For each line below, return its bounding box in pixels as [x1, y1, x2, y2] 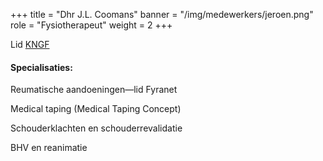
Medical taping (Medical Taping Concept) [10, 103, 182, 115]
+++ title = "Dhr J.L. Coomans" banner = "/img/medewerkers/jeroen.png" [10, 9, 314, 20]
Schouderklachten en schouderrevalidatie [10, 122, 183, 134]
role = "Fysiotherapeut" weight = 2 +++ [10, 19, 173, 31]
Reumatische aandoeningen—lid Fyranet [10, 84, 178, 96]
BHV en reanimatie [10, 142, 88, 154]
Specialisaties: [10, 61, 73, 73]
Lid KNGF [10, 39, 50, 50]
